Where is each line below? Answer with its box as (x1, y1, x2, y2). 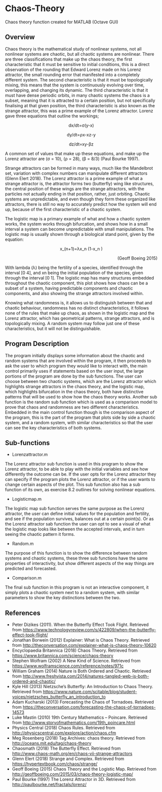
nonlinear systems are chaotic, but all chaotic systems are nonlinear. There (5, 51, 155, 57)
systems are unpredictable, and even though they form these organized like (5, 196, 156, 202)
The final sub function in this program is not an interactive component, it (5, 584, 149, 590)
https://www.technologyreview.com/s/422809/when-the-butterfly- (22, 627, 156, 633)
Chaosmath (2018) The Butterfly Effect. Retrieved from (12, 745, 121, 751)
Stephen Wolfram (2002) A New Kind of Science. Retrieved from (12, 658, 141, 664)
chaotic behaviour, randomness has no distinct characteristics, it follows (5, 305, 149, 311)
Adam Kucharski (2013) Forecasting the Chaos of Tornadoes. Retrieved (12, 699, 154, 705)
